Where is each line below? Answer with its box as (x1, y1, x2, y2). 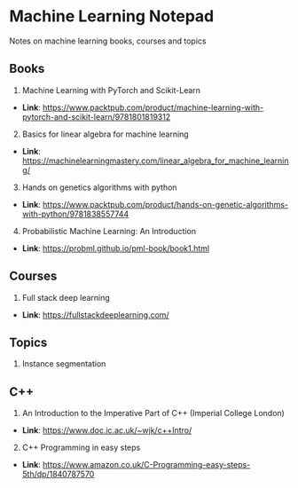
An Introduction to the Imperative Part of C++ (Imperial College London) (21, 408, 286, 419)
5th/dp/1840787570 (21, 468, 95, 480)
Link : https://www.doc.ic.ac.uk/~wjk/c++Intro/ (21, 425, 192, 436)
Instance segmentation (21, 358, 106, 369)
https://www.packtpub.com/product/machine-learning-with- (43, 102, 264, 113)
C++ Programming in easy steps (21, 442, 141, 453)
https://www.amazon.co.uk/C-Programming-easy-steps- (43, 460, 251, 470)
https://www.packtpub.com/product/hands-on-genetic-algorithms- (43, 199, 289, 209)
